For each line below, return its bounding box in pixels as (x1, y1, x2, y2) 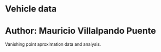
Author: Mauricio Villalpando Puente (5, 26, 156, 37)
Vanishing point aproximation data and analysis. (5, 41, 101, 47)
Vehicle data (5, 3, 57, 14)
